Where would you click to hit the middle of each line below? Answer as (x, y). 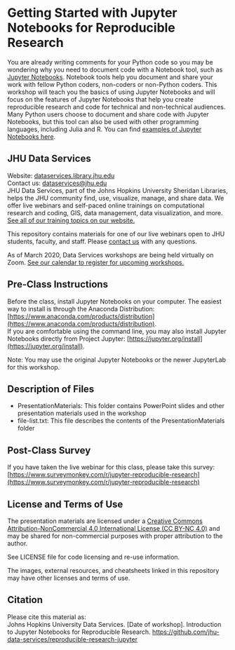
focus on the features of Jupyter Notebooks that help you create (101, 99)
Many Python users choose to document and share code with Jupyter (108, 114)
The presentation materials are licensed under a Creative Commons (105, 521)
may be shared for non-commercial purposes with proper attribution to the (115, 536)
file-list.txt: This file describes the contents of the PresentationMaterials (121, 421)
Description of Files (51, 389)
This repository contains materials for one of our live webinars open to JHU (116, 233)
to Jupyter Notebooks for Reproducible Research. (79, 632)
